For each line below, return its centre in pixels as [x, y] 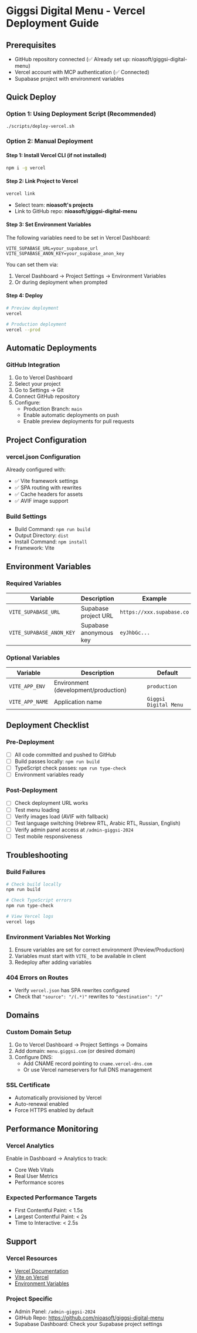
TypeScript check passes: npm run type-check [70, 768]
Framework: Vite [34, 548]
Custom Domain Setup [39, 1032]
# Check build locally [34, 884]
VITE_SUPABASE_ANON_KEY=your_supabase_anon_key [65, 253]
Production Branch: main [52, 409]
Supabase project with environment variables [69, 79]
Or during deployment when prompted [61, 282]
